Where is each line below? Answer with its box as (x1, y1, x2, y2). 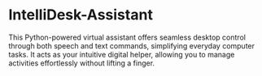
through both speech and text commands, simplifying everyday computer (8, 40, 255, 50)
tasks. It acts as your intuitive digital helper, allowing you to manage (8, 49, 235, 59)
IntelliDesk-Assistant (8, 6, 153, 24)
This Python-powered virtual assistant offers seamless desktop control (8, 32, 247, 42)
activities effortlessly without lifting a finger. (8, 58, 155, 68)
